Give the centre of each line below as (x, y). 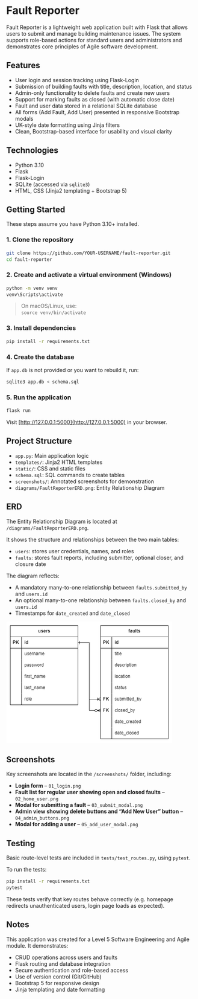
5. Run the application (39, 397)
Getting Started (36, 209)
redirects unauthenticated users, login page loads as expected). (85, 905)
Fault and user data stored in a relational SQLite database (86, 106)
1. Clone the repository (40, 240)
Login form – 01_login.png (48, 786)
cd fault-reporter (29, 259)
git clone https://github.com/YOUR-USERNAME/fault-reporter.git (88, 253)
